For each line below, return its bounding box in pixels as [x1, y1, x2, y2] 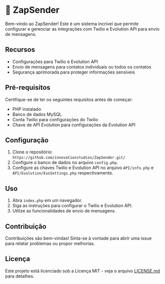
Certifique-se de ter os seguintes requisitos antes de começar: [5, 96, 133, 103]
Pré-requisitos [5, 83, 51, 92]
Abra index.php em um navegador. [12, 197, 82, 204]
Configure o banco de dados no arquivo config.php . [12, 160, 119, 166]
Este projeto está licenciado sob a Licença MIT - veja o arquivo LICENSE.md [5, 268, 161, 274]
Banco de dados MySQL [12, 111, 62, 117]
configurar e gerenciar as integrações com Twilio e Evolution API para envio [5, 26, 160, 32]
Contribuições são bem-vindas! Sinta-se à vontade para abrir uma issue [5, 235, 152, 241]
